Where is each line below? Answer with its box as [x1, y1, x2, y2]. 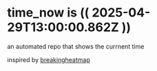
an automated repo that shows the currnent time [7, 42, 145, 50]
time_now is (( [7, 5, 90, 21]
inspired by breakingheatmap [7, 55, 91, 63]
